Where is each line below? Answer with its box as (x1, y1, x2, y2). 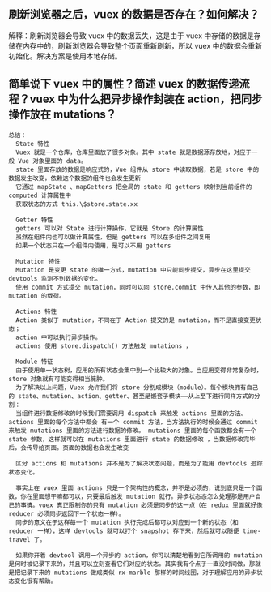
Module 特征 (15, 358, 54, 366)
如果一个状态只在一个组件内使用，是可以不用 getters (15, 242, 171, 250)
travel (8, 535, 31, 543)
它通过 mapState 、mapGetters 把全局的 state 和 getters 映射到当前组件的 (15, 182, 252, 191)
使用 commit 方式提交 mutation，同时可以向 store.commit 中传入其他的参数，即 (15, 283, 260, 291)
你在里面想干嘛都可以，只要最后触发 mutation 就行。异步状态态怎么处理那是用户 (19, 492, 256, 500)
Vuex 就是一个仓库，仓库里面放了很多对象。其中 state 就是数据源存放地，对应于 (15, 148, 252, 157)
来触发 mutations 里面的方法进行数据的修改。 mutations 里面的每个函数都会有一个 (8, 427, 257, 435)
